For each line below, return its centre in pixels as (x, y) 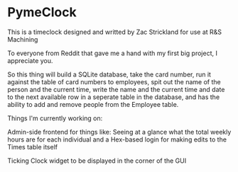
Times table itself (33, 147)
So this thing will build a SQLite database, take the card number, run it (109, 74)
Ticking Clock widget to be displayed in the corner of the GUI (97, 161)
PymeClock (42, 12)
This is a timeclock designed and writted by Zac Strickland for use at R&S (115, 32)
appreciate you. (30, 60)
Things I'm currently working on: (55, 118)
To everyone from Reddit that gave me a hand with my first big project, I (113, 53)
